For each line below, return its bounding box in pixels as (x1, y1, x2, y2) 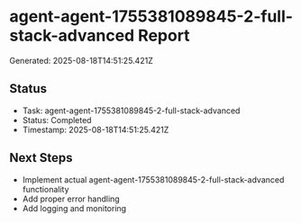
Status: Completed (22, 114, 92, 125)
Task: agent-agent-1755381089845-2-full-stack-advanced (22, 105, 241, 116)
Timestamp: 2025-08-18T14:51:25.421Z (22, 124, 169, 135)
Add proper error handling (22, 193, 120, 204)
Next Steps (9, 150, 73, 165)
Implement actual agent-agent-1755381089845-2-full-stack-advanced (22, 174, 285, 185)
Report (138, 25, 191, 46)
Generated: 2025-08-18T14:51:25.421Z (9, 55, 153, 66)
